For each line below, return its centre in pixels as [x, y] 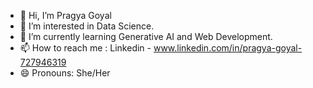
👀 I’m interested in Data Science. [87, 26]
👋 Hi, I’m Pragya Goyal [65, 15]
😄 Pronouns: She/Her [65, 73]
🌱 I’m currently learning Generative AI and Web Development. [146, 36]
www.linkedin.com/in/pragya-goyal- [228, 48]
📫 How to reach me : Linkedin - [85, 48]
